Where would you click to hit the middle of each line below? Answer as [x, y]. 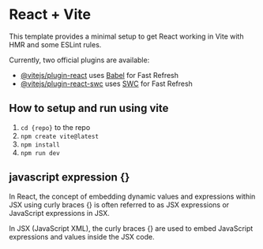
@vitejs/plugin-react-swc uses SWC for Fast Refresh [106, 84]
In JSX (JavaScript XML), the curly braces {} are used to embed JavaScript [131, 228]
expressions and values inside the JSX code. [82, 236]
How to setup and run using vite [89, 108]
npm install [40, 145]
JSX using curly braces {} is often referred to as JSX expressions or [119, 204]
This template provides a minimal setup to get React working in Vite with [126, 36]
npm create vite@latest [60, 136]
